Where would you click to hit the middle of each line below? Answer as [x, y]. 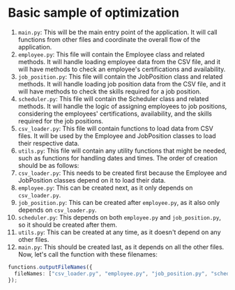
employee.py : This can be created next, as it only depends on [105, 188]
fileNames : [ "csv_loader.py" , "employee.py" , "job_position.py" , [111, 273]
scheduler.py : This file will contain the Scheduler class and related [113, 98]
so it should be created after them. [68, 224]
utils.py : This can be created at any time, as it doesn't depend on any [120, 232]
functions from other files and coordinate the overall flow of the [109, 39]
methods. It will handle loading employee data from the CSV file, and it [119, 61]
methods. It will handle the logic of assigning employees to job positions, [122, 106]
